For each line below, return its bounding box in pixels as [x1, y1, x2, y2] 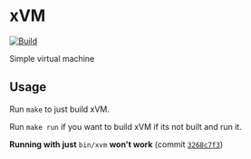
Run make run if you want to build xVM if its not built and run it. [9, 121, 242, 132]
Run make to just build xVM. [9, 104, 111, 114]
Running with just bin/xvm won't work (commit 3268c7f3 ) [9, 138, 224, 150]
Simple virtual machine [9, 53, 95, 64]
